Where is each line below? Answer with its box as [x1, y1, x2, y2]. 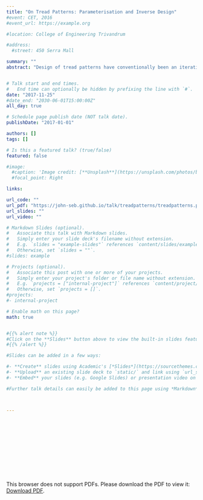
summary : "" [6, 59, 36, 65]
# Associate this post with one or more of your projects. [6, 269, 164, 276]
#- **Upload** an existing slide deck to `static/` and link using [6, 369, 180, 375]
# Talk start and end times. [6, 80, 80, 87]
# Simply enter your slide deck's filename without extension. [6, 236, 174, 242]
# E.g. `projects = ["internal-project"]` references [6, 281, 150, 287]
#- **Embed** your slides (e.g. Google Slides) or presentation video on [6, 375, 196, 381]
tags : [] [6, 136, 28, 142]
